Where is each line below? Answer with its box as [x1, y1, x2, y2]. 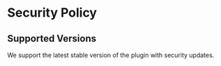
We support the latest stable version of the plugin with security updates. [7, 51, 215, 59]
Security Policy [7, 5, 98, 21]
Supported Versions [7, 33, 96, 44]
